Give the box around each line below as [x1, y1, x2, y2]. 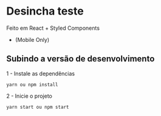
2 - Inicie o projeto [6, 92, 53, 100]
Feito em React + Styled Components [6, 24, 100, 32]
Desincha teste [6, 4, 84, 18]
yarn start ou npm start [6, 104, 69, 110]
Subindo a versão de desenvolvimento [6, 53, 155, 64]
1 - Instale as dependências [6, 70, 75, 77]
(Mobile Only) [15, 36, 50, 43]
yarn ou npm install [6, 81, 59, 87]
